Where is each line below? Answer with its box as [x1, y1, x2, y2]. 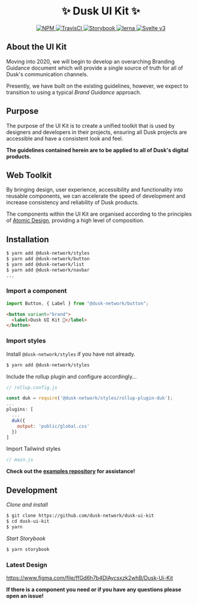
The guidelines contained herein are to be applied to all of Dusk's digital [6, 146, 189, 154]
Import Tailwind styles [6, 445, 61, 452]
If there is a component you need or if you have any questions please [6, 586, 182, 593]
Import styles [6, 336, 46, 345]
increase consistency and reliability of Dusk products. [6, 199, 139, 206]
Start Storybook [6, 535, 46, 542]
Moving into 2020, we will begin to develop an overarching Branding [6, 58, 175, 65]
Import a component [6, 287, 67, 295]
